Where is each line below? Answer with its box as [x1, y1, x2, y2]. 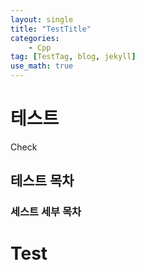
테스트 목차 [10, 172, 75, 190]
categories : [10, 33, 60, 43]
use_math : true [10, 61, 74, 71]
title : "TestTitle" [10, 24, 92, 34]
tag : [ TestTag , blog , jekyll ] [10, 52, 137, 62]
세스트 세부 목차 [10, 205, 82, 219]
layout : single [10, 14, 74, 25]
